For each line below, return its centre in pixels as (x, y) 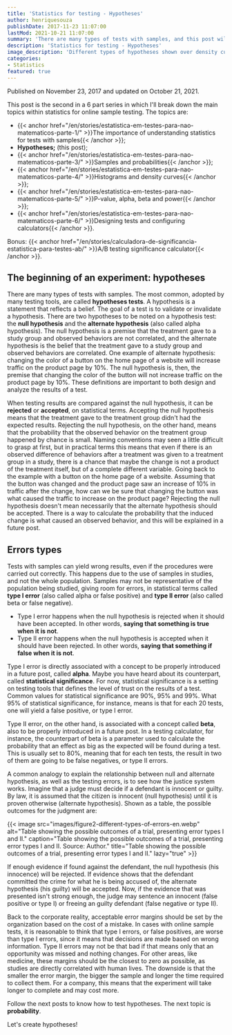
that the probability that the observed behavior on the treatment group (107, 433)
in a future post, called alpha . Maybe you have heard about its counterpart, (114, 674)
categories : (24, 59)
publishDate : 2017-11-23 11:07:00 (57, 26)
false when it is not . (46, 653)
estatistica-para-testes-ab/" (47, 249)
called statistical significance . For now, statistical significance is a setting (113, 681)
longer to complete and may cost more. (63, 990)
